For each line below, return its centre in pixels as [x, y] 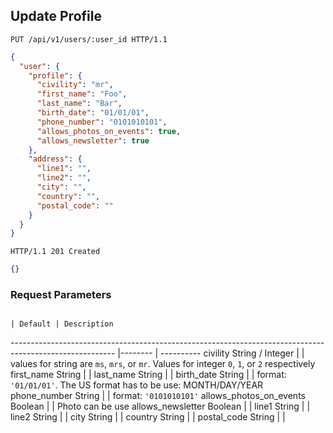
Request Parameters [61, 295]
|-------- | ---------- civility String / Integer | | [211, 353]
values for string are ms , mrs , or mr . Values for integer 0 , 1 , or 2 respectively [163, 364]
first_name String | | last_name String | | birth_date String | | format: [148, 375]
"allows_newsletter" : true [93, 140]
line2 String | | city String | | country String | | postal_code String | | [148, 417]
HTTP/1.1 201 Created [55, 252]
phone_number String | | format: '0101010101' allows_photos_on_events [158, 396]
